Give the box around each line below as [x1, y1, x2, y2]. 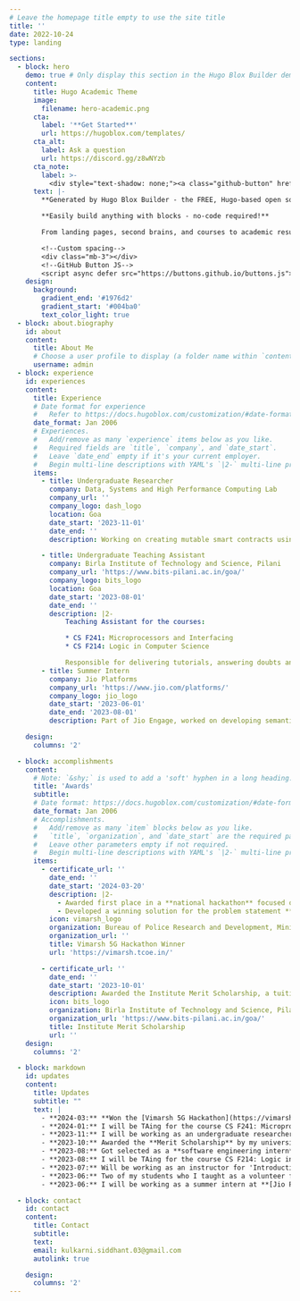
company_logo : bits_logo [48, 576, 142, 585]
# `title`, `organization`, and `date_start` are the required [32, 832, 281, 841]
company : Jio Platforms [48, 674, 138, 684]
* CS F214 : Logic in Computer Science [65, 642, 210, 651]
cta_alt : [32, 138, 66, 147]
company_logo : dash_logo [48, 502, 142, 511]
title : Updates [32, 1088, 90, 1097]
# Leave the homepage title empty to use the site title [9, 13, 226, 22]
